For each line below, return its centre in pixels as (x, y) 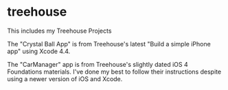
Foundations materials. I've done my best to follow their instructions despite (114, 72)
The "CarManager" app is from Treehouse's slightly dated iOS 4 (98, 64)
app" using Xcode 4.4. (39, 51)
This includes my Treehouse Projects (59, 31)
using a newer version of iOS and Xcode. (65, 78)
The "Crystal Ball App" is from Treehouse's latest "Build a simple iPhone (109, 44)
